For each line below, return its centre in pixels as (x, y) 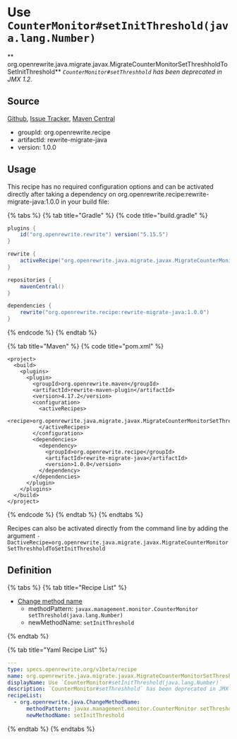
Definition (29, 570)
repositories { (30, 280)
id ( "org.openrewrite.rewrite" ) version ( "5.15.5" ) (95, 235)
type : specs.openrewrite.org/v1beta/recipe (72, 669)
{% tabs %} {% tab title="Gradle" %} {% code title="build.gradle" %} (108, 215)
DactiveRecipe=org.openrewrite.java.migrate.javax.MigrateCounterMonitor (118, 543)
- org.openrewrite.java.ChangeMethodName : (77, 702)
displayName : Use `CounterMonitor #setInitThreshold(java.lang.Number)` (115, 682)
